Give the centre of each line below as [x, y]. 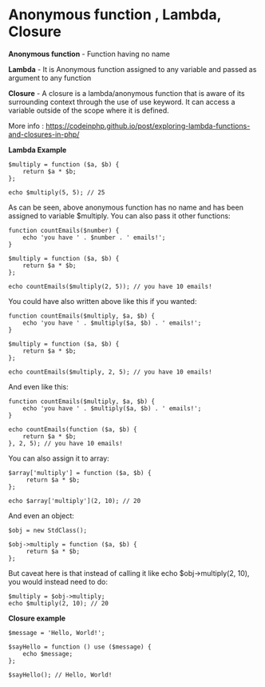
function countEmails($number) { [64, 230]
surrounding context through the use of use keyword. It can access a [122, 102]
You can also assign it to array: [59, 458]
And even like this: [39, 386]
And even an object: [41, 515]
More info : [26, 126]
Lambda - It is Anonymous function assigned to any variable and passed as [132, 69]
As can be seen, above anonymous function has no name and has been [126, 207]
